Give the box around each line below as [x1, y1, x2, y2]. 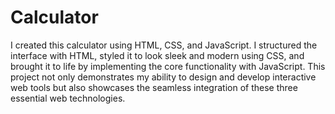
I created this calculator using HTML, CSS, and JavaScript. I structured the [10, 39, 318, 51]
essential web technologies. [10, 92, 126, 104]
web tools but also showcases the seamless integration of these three [10, 81, 298, 93]
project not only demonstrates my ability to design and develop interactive [10, 71, 317, 83]
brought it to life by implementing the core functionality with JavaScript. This [10, 60, 326, 72]
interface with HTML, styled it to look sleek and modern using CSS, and [10, 49, 305, 61]
